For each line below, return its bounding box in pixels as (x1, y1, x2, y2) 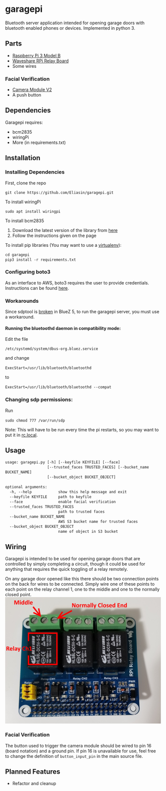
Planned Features (5, 767, 61, 776)
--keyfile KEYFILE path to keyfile (9, 495, 92, 500)
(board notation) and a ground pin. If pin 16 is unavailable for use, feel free (5, 748, 156, 754)
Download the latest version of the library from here (12, 227, 118, 233)
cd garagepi (5, 252, 30, 257)
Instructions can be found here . (5, 285, 69, 291)
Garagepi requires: (5, 119, 43, 125)
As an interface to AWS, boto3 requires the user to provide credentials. (5, 279, 149, 285)
